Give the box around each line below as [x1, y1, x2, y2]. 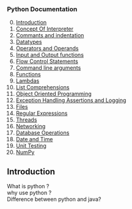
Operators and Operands [15, 45, 79, 52]
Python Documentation [7, 5, 78, 13]
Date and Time [15, 136, 53, 143]
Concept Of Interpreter [15, 25, 74, 32]
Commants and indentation [15, 32, 84, 39]
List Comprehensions [15, 84, 70, 91]
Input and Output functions [15, 51, 84, 59]
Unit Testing [15, 142, 46, 150]
